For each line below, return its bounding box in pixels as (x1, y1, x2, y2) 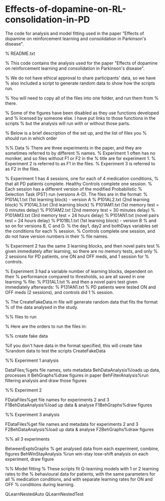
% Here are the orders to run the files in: (5, 323, 87, 329)
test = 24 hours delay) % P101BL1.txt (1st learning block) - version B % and (5, 217, 157, 223)
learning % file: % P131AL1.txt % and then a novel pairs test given (5, 279, 138, 285)
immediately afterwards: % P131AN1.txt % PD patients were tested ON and (5, 284, 156, 290)
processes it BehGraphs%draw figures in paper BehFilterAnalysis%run (5, 372, 149, 378)
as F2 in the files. (5, 166, 40, 172)
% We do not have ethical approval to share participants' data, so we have (5, 75, 156, 81)
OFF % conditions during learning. (5, 481, 75, 487)
